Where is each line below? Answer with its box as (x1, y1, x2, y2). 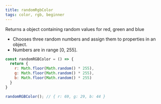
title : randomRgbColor (5, 7, 53, 13)
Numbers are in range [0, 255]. (12, 47, 78, 53)
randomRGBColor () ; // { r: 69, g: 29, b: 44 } (5, 94, 106, 99)
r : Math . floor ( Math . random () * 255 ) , (14, 66, 94, 71)
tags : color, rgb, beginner (5, 12, 65, 17)
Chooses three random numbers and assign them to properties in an (12, 36, 156, 42)
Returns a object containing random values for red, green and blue (5, 26, 145, 32)
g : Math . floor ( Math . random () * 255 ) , (14, 71, 94, 76)
